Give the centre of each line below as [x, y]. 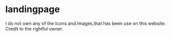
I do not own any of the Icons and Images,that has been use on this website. [86, 23]
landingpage [33, 9]
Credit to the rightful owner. [34, 28]
